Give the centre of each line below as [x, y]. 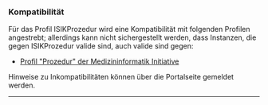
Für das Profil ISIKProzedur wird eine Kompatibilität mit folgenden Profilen [129, 29]
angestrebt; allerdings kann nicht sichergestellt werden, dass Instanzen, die [132, 37]
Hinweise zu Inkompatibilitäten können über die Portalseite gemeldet [121, 77]
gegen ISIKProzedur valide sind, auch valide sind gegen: [101, 46]
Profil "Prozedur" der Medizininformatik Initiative [99, 61]
